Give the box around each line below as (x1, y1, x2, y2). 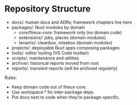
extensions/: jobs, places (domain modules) (18, 35, 106, 40)
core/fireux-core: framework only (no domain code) (18, 29, 122, 35)
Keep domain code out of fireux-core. (11, 84, 87, 90)
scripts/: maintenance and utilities (11, 55, 79, 61)
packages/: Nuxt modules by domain (11, 24, 85, 30)
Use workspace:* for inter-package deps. (11, 89, 95, 95)
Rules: (4, 75, 17, 80)
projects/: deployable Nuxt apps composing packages (11, 45, 120, 51)
